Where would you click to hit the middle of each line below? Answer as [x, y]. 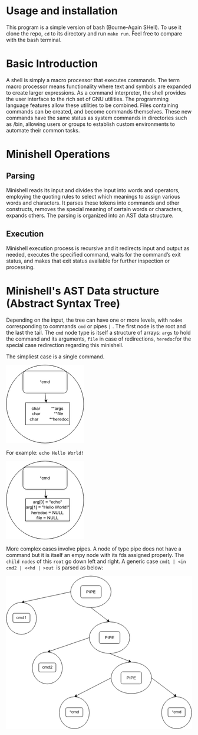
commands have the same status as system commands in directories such [97, 118]
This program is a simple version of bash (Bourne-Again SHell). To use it [94, 27]
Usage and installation [62, 11]
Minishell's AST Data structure [83, 291]
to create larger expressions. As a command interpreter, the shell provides [96, 92]
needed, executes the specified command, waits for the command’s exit [93, 254]
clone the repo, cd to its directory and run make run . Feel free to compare [94, 33]
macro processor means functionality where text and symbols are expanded [99, 86]
